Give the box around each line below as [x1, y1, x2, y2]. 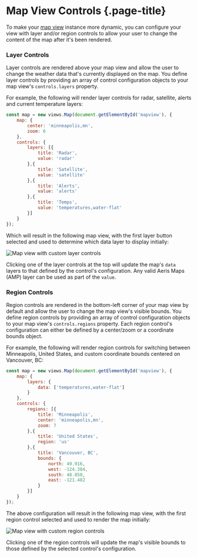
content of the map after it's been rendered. [6, 36, 113, 43]
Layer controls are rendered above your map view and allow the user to [6, 64, 179, 71]
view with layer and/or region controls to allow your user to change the [6, 29, 178, 36]
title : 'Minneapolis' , [37, 412, 94, 417]
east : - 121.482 [48, 477, 85, 483]
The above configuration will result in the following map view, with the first [6, 510, 186, 517]
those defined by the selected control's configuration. [6, 545, 136, 552]
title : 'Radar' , [37, 150, 78, 156]
